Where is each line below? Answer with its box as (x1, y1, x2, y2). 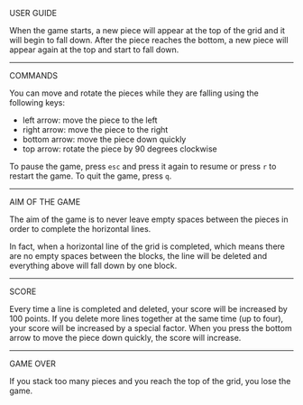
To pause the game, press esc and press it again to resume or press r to (9, 161, 277, 171)
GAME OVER (9, 358, 57, 369)
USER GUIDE (9, 8, 57, 18)
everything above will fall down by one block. (9, 261, 178, 271)
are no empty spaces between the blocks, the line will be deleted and (9, 251, 268, 261)
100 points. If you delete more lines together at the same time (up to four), (9, 313, 284, 324)
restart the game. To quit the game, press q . (9, 170, 172, 181)
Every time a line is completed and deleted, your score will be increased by (9, 304, 289, 314)
